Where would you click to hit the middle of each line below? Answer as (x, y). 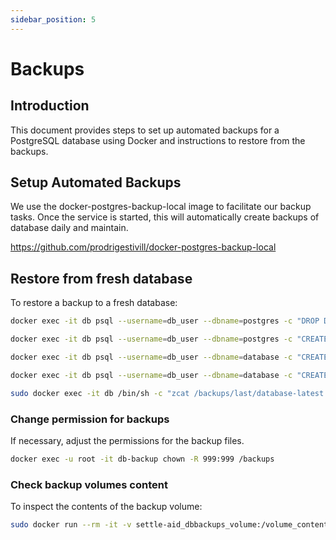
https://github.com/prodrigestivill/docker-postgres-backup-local (143, 247)
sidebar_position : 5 (53, 19)
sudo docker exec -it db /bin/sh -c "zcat (100, 393)
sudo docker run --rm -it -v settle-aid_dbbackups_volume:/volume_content (169, 525)
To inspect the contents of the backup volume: (106, 507)
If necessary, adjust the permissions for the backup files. (127, 440)
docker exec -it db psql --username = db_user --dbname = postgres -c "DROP (165, 321)
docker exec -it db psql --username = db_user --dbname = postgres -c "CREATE (169, 339)
